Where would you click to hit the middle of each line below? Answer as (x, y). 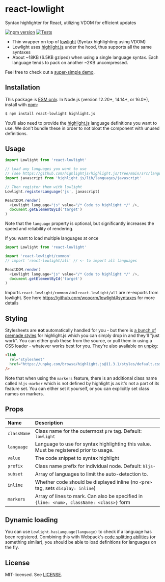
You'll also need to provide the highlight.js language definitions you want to (81, 123)
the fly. (12, 547)
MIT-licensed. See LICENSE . (34, 575)
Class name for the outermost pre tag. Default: (88, 431)
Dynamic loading (31, 520)
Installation (23, 88)
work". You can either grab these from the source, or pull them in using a (79, 341)
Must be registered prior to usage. (74, 450)
